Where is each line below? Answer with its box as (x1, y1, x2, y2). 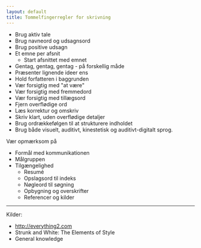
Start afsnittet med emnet (23, 56, 87, 63)
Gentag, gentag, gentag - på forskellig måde (14, 62, 124, 69)
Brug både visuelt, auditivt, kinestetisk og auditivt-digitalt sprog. (14, 126, 173, 133)
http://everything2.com (14, 222, 72, 229)
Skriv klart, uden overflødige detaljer (14, 113, 105, 120)
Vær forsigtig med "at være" (14, 81, 85, 88)
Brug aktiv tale (14, 30, 51, 38)
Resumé (23, 168, 44, 175)
